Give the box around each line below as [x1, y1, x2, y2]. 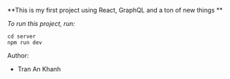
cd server [7, 33, 37, 40]
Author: [7, 52, 30, 59]
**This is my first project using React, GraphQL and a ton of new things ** [7, 6, 223, 14]
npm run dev [7, 39, 42, 46]
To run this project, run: [7, 20, 75, 27]
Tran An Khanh [17, 65, 61, 73]
